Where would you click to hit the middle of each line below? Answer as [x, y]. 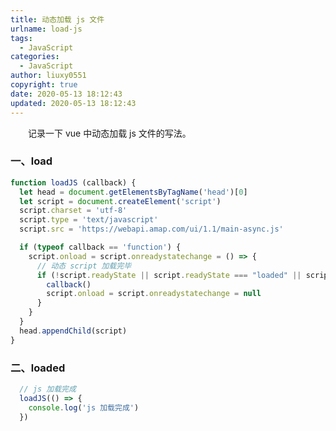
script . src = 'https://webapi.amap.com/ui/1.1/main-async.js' [151, 229]
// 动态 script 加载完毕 [84, 266]
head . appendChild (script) [73, 331]
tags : [21, 38]
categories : [35, 57]
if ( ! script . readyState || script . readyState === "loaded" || [169, 275]
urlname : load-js [46, 29]
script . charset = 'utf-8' [73, 211]
